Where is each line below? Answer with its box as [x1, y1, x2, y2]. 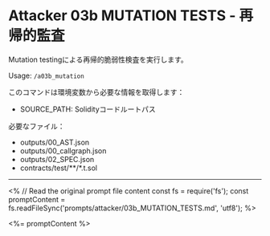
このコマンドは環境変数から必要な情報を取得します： [8, 87, 185, 96]
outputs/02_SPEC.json [19, 154, 95, 164]
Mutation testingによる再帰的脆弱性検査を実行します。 [8, 55, 189, 64]
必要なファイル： [8, 121, 65, 131]
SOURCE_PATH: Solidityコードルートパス [19, 104, 157, 114]
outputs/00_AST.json [19, 137, 90, 147]
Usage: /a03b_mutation [8, 71, 84, 80]
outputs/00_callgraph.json [19, 145, 107, 156]
